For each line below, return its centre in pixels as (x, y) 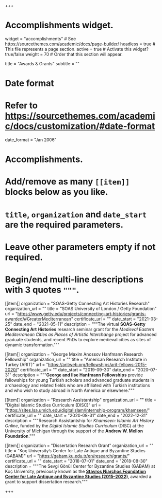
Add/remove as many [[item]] (67, 182)
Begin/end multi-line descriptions (74, 279)
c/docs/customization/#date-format (80, 126)
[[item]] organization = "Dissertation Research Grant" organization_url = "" (79, 445)
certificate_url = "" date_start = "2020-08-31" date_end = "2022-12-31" (76, 415)
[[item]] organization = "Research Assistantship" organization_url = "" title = (81, 400)
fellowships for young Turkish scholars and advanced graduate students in (80, 380)
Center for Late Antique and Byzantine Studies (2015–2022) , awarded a (78, 476)
